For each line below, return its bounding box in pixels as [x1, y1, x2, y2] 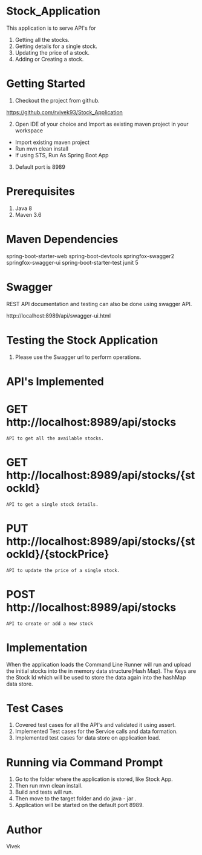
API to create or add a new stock [6, 621, 94, 627]
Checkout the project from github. [15, 97, 100, 104]
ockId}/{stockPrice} [6, 547, 109, 561]
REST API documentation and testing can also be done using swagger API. [6, 300, 192, 307]
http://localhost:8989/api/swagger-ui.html [6, 312, 111, 319]
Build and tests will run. [15, 788, 74, 796]
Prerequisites [6, 185, 76, 199]
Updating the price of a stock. [15, 49, 90, 56]
